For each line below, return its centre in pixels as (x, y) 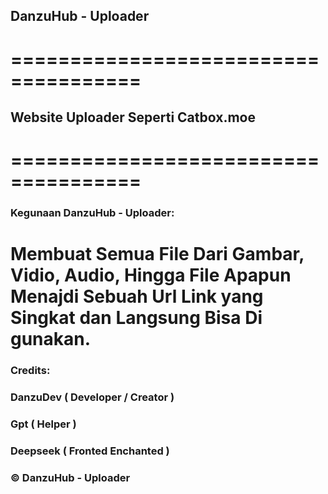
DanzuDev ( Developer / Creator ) (92, 397)
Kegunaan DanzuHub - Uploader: (92, 213)
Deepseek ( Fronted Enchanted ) (90, 451)
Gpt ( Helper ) (43, 424)
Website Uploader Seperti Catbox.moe (133, 117)
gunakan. (51, 339)
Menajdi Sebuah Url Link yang (137, 296)
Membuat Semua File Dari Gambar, (157, 254)
